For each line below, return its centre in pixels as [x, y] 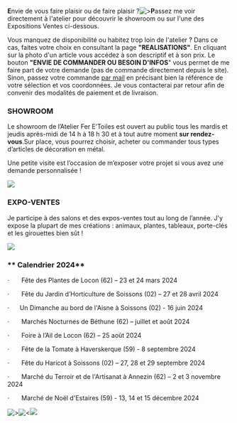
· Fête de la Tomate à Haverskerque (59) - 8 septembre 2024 [102, 349]
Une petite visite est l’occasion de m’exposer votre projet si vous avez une [115, 163]
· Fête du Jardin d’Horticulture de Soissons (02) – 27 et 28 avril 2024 [113, 294]
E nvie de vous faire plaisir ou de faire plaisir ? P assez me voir [101, 11]
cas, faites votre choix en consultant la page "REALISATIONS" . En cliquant [117, 47]
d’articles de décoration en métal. [56, 149]
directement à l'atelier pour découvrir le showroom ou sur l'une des [106, 18]
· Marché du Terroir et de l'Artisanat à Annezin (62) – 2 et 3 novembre [114, 376]
